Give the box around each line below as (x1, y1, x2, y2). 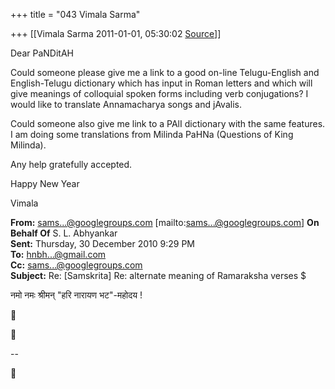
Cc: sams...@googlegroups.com (10, 259, 143, 271)
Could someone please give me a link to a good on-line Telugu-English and (10, 67, 320, 78)
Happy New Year (10, 178, 80, 189)
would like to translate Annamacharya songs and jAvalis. (10, 99, 242, 110)
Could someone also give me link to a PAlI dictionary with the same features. (10, 118, 326, 129)
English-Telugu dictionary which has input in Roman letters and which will (10, 77, 313, 89)
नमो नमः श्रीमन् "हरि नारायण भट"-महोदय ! (10, 289, 143, 301)
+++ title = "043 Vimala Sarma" (10, 9, 141, 20)
